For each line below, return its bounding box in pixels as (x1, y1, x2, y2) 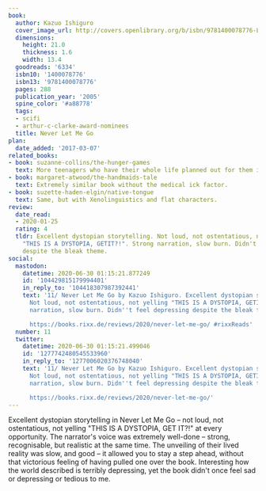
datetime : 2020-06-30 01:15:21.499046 (22, 342, 150, 351)
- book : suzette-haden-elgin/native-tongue (8, 188, 154, 196)
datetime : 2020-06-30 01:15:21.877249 (22, 269, 150, 277)
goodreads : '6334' (15, 63, 77, 71)
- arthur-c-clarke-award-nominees (15, 122, 129, 130)
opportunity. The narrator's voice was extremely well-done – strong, (8, 432, 231, 442)
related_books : (8, 151, 59, 159)
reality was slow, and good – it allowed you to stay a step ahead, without (8, 449, 244, 459)
